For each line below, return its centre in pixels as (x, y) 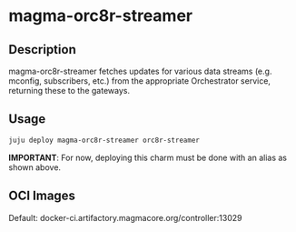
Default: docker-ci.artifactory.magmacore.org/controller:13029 (125, 217)
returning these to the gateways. (69, 91)
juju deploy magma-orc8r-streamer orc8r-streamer (104, 140)
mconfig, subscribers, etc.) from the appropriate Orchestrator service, (140, 81)
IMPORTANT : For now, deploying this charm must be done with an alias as (148, 157)
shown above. (35, 167)
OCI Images (42, 196)
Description (42, 50)
